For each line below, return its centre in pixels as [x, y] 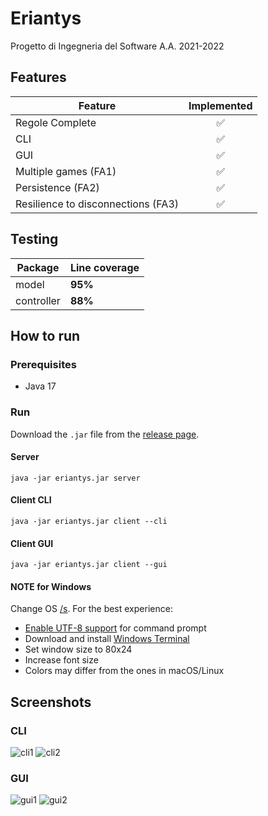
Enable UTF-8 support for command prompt [115, 628]
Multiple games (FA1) [66, 171]
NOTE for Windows [51, 586]
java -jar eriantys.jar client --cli [89, 521]
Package [38, 267]
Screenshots [51, 702]
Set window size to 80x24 [78, 649]
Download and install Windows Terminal [107, 639]
